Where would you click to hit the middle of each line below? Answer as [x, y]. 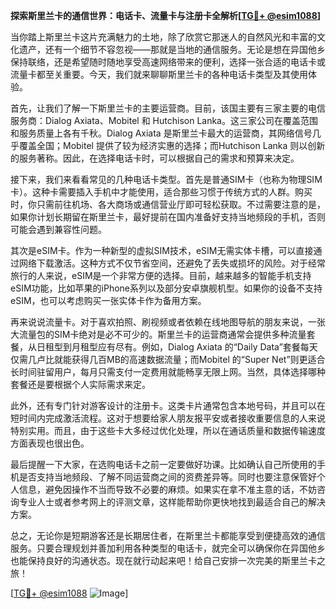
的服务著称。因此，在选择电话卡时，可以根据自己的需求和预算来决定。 [155, 158]
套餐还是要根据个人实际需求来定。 [80, 384]
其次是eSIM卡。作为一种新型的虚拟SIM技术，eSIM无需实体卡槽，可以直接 [162, 250]
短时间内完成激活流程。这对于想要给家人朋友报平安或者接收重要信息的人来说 [168, 418]
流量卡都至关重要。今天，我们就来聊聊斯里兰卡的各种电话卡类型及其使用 [159, 74]
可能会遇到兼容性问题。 [58, 229]
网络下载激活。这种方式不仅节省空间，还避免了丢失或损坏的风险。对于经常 [172, 263]
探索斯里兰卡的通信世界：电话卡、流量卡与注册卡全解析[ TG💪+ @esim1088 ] [166, 15]
